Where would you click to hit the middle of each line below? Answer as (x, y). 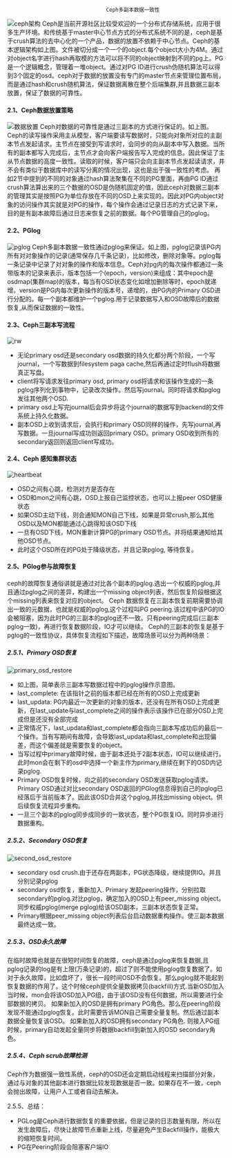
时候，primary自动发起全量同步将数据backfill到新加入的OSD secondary (108, 1029)
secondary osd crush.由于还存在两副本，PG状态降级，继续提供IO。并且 (119, 872)
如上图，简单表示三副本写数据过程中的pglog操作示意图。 (98, 684)
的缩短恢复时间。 (41, 1138)
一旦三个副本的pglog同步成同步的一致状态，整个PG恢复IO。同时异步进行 (120, 814)
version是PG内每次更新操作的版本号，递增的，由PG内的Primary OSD (117, 290)
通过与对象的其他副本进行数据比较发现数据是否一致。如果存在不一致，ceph (114, 1083)
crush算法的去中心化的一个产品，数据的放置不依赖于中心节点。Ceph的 (113, 41)
